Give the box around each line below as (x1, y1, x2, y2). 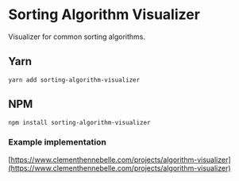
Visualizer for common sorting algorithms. (8, 32, 145, 41)
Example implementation (8, 137, 107, 148)
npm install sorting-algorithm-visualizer (8, 118, 151, 126)
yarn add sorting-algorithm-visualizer (8, 75, 141, 84)
